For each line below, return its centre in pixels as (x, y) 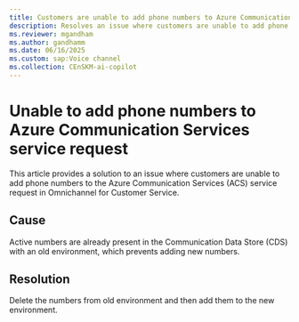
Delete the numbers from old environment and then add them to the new (142, 301)
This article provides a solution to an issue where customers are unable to (145, 173)
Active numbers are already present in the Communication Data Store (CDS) (149, 242)
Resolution (40, 280)
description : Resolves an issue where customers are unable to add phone (149, 26)
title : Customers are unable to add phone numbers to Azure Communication (151, 17)
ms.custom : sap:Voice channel (65, 59)
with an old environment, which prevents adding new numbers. (125, 251)
